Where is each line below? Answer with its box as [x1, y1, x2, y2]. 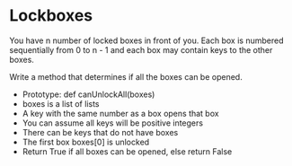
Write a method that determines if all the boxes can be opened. [9, 71, 243, 82]
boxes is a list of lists [22, 98, 100, 109]
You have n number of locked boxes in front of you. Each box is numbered [9, 35, 284, 46]
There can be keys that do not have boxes [22, 127, 179, 137]
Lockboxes [9, 5, 93, 26]
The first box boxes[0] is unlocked [22, 136, 150, 147]
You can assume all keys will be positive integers [22, 118, 204, 128]
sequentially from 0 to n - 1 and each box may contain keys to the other [9, 44, 273, 55]
